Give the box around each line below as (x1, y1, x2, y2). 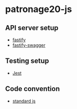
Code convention (5, 84, 60, 93)
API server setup (5, 24, 58, 32)
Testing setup (5, 57, 49, 65)
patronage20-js (5, 4, 72, 15)
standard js (12, 98, 36, 104)
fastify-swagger (12, 42, 46, 48)
